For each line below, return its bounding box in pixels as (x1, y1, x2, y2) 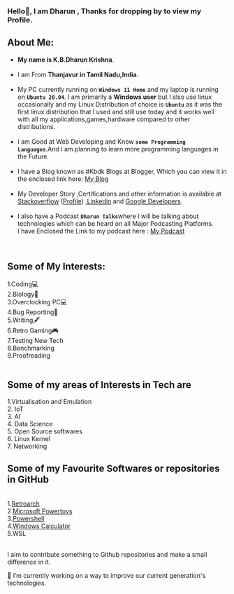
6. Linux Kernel (7, 435, 50, 443)
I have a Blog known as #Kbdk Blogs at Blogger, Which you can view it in (17, 167, 227, 175)
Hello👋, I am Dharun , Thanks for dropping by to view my (7, 6, 202, 16)
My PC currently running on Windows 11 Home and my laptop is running (17, 85, 219, 93)
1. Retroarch (7, 499, 41, 508)
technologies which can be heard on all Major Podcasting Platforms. (17, 219, 214, 227)
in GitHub (7, 473, 49, 485)
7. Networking (7, 442, 47, 451)
